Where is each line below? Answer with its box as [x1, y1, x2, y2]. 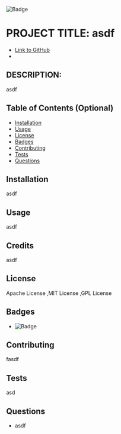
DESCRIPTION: [6, 70, 62, 80]
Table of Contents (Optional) [6, 103, 114, 113]
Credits [6, 241, 34, 251]
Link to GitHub [14, 46, 50, 53]
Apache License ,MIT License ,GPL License [6, 290, 112, 297]
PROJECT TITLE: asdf [6, 27, 115, 40]
